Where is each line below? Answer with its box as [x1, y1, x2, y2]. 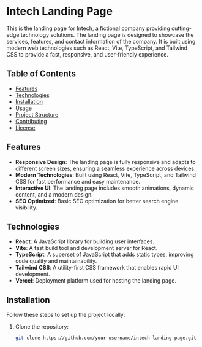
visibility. [15, 204, 38, 211]
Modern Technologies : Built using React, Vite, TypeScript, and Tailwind [15, 171, 196, 179]
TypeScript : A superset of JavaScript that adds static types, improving [15, 251, 194, 259]
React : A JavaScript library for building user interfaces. [15, 238, 155, 245]
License [15, 124, 36, 131]
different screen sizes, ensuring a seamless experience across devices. [15, 165, 196, 172]
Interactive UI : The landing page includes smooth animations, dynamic [15, 184, 195, 192]
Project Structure [15, 111, 59, 118]
